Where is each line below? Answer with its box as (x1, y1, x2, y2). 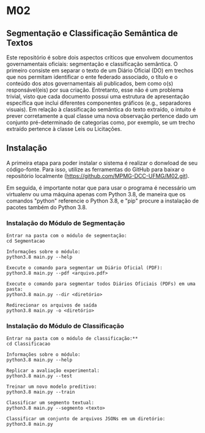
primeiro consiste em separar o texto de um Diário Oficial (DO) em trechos (6, 67, 194, 74)
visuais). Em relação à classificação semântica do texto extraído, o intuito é (6, 106, 196, 113)
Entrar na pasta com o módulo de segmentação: (6, 233, 127, 239)
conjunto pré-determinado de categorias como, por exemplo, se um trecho (6, 119, 195, 126)
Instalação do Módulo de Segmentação (6, 218, 125, 227)
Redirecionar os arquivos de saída (6, 302, 97, 309)
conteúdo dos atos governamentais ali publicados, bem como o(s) (6, 80, 173, 87)
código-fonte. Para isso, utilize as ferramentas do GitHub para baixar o (6, 166, 185, 173)
